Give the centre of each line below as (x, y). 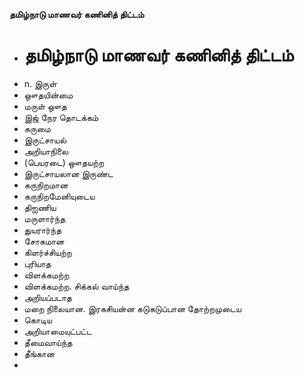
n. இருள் (40, 83)
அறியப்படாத (47, 297)
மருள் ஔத (45, 106)
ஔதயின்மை (48, 95)
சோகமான (44, 241)
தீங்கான (39, 353)
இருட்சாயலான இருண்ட (68, 173)
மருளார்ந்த (44, 218)
